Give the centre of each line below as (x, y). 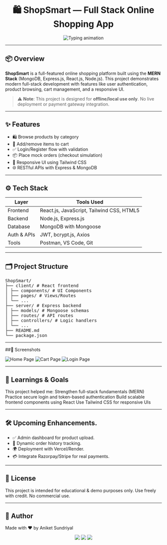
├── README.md (22, 330)
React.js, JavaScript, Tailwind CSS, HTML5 (90, 211)
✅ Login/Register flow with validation (50, 149)
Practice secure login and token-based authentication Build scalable (75, 397)
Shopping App (83, 24)
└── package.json (26, 335)
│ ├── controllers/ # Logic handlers (51, 321)
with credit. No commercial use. (38, 496)
